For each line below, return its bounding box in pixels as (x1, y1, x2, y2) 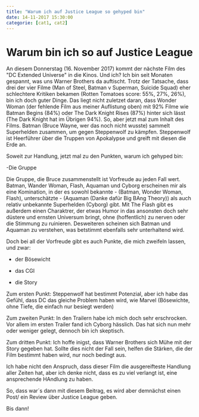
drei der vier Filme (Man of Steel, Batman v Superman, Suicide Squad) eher (6, 84, 191, 91)
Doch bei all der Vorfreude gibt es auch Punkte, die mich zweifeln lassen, (6, 238, 186, 245)
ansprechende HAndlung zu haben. (6, 376, 94, 383)
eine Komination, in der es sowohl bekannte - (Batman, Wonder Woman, (6, 188, 183, 195)
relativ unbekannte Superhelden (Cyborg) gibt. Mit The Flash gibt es (6, 201, 174, 208)
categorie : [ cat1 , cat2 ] (6, 20, 68, 26)
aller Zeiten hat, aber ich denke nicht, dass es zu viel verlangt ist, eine (6, 369, 178, 376)
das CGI (14, 267, 35, 275)
